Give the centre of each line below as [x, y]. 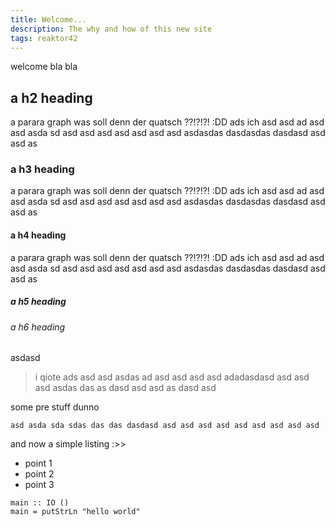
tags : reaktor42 [44, 38]
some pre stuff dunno [55, 407]
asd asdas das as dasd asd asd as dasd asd [125, 388]
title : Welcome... [48, 19]
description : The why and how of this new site [111, 29]
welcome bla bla [44, 67]
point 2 [39, 474]
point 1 [38, 463]
